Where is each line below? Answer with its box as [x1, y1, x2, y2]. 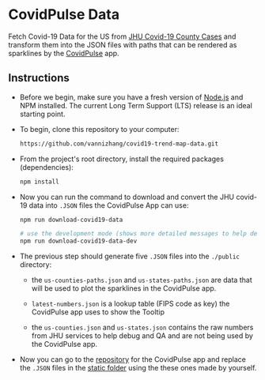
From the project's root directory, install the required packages [19, 154, 224, 164]
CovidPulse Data [8, 6, 120, 24]
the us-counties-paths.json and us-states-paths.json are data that [31, 275, 252, 285]
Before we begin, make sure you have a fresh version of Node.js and [19, 92, 244, 102]
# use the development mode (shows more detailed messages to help [19, 230, 247, 238]
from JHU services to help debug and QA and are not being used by [31, 331, 253, 340]
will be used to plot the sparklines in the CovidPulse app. [31, 284, 217, 293]
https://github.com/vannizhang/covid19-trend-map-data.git [19, 140, 219, 148]
